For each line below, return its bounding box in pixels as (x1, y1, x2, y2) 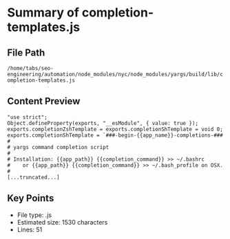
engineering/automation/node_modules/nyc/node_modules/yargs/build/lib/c (7, 71, 224, 78)
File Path (7, 47, 45, 58)
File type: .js (17, 211, 52, 219)
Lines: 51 (17, 225, 43, 234)
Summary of (7, 5, 79, 21)
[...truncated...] (7, 174, 60, 181)
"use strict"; (7, 113, 48, 121)
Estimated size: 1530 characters (17, 218, 108, 226)
